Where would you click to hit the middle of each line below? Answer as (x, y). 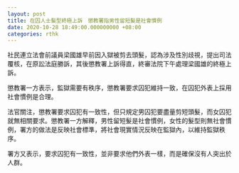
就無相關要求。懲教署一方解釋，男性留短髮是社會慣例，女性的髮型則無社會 (116, 121)
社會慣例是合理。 (32, 97)
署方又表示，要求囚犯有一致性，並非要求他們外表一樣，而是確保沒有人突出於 (119, 154)
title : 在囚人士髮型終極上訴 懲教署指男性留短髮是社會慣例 (85, 21)
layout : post (27, 14)
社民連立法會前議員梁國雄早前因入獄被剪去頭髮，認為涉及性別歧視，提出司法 (119, 55)
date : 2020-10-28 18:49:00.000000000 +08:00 (74, 27)
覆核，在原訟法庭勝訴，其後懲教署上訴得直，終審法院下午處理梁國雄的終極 (116, 64)
